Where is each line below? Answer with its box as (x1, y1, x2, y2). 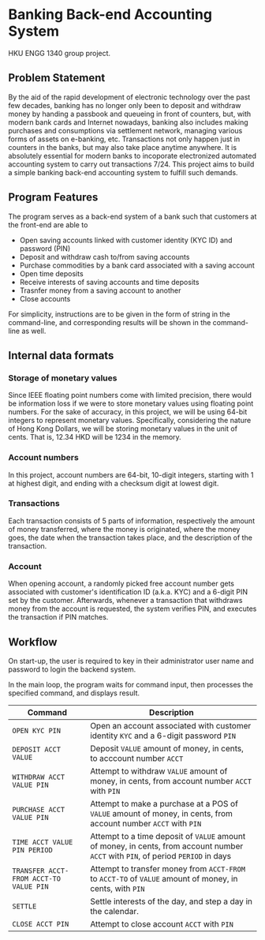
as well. (21, 326, 47, 335)
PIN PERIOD (12, 845, 53, 854)
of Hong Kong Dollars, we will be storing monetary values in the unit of (8, 424, 238, 433)
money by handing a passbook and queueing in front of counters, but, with (8, 109, 252, 118)
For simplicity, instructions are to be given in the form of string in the (8, 309, 230, 319)
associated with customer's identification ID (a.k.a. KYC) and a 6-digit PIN (8, 587, 248, 597)
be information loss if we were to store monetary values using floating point (8, 399, 254, 408)
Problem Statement (8, 71, 106, 84)
